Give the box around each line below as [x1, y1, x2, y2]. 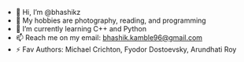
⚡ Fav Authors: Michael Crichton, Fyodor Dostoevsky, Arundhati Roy [15, 45, 237, 54]
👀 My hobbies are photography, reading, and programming [15, 16, 206, 25]
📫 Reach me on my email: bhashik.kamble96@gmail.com [15, 33, 203, 42]
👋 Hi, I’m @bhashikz [15, 8, 81, 16]
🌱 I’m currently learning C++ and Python [15, 24, 147, 33]
